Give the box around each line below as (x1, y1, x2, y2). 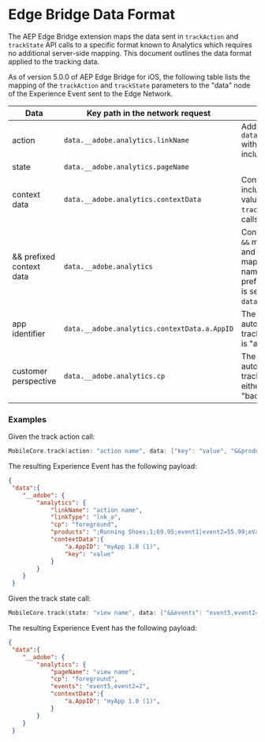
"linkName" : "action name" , (50, 506, 144, 514)
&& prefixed (12, 251, 56, 262)
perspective (12, 375, 57, 386)
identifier (12, 328, 46, 339)
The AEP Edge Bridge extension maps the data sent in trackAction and (8, 32, 239, 41)
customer (12, 365, 48, 377)
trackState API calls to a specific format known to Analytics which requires (8, 39, 252, 49)
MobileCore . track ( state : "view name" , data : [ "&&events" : (8, 609, 203, 617)
